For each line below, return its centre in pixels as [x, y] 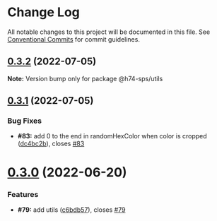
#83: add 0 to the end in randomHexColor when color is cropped [112, 136]
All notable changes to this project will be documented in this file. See [109, 32]
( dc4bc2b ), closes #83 [51, 144]
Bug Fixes [25, 121]
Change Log [43, 12]
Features [23, 194]
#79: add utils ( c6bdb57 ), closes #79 [71, 210]
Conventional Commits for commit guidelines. [74, 39]
